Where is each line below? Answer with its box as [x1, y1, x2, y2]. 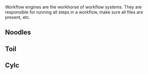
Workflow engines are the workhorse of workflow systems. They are [5, 4, 142, 10]
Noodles [5, 29, 31, 37]
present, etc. [5, 15, 31, 20]
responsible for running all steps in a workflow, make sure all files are [5, 9, 143, 15]
